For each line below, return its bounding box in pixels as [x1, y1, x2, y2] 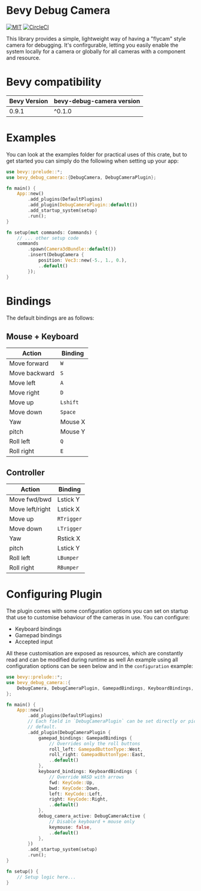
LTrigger [57, 525, 83, 532]
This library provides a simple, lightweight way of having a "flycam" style [6, 35, 186, 42]
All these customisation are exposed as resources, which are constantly [6, 650, 184, 657]
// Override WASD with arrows [48, 774, 124, 780]
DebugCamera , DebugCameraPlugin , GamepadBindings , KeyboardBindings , [17, 685, 194, 691]
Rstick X [57, 534, 81, 543]
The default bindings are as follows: [6, 314, 95, 321]
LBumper [57, 555, 79, 561]
